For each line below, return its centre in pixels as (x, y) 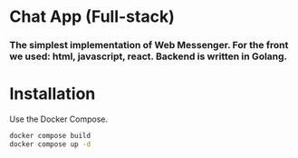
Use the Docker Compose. (59, 119)
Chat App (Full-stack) (92, 17)
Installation (53, 94)
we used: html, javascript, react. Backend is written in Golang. (149, 56)
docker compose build (50, 136)
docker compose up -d (50, 144)
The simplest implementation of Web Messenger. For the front (149, 45)
